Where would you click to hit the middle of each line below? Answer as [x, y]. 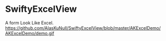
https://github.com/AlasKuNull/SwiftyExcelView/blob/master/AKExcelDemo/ [83, 28]
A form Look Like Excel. [29, 23]
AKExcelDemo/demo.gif [30, 33]
